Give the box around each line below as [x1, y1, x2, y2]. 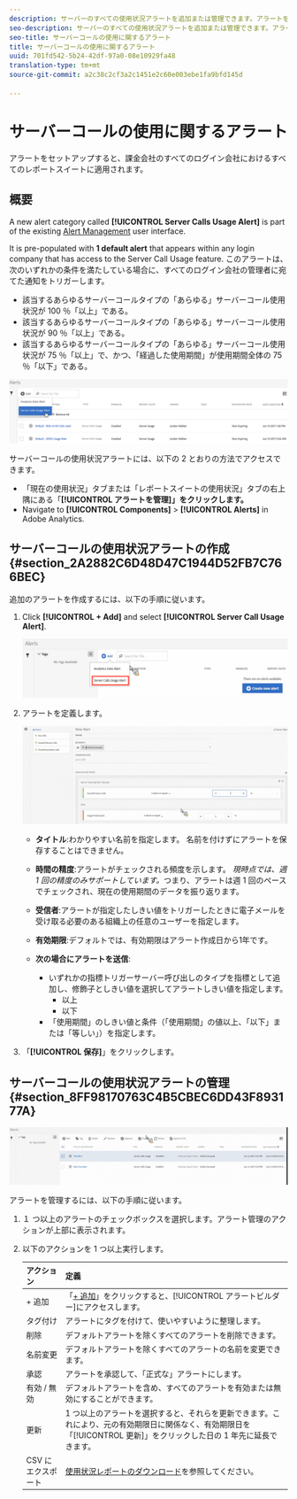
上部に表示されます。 [52, 1225, 131, 1235]
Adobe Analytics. [21, 514, 85, 524]
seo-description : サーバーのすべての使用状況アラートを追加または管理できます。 [9, 23, 272, 33]
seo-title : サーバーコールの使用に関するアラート [9, 33, 171, 42]
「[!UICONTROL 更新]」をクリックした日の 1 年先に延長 [65, 1430, 270, 1441]
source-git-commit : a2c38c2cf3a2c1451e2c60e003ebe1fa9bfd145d [9, 71, 243, 80]
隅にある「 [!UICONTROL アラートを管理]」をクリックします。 [21, 494, 249, 505]
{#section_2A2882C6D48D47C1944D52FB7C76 [9, 556, 283, 571]
